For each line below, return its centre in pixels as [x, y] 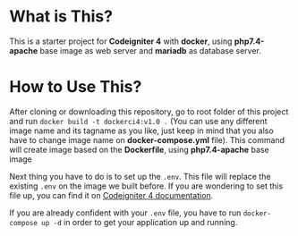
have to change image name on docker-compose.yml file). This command [147, 139]
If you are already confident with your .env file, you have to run [125, 213]
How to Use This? [76, 87]
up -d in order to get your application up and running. [140, 222]
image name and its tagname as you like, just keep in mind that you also [142, 131]
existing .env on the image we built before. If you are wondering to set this [146, 186]
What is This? [61, 17]
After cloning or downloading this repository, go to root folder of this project [149, 111]
